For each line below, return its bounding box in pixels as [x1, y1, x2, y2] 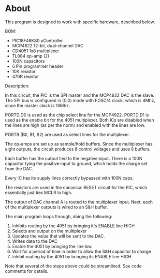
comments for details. [5, 268, 48, 274]
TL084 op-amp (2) [12, 53, 50, 59]
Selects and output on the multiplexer [12, 228, 87, 234]
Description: [5, 83, 29, 88]
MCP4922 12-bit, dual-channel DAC [12, 43, 84, 48]
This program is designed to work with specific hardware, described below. [5, 19, 155, 25]
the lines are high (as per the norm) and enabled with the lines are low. [5, 122, 145, 128]
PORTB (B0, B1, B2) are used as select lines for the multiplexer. [5, 132, 130, 137]
